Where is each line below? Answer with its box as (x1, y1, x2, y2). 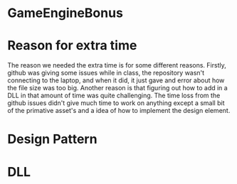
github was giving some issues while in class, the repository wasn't (7, 69, 205, 77)
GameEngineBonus (7, 5, 123, 21)
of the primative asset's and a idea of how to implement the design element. (7, 107, 231, 115)
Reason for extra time (7, 38, 137, 54)
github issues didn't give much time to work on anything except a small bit (7, 99, 225, 107)
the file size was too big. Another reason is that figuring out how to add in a (7, 84, 228, 92)
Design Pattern (7, 131, 98, 147)
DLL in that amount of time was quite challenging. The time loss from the (7, 91, 221, 100)
